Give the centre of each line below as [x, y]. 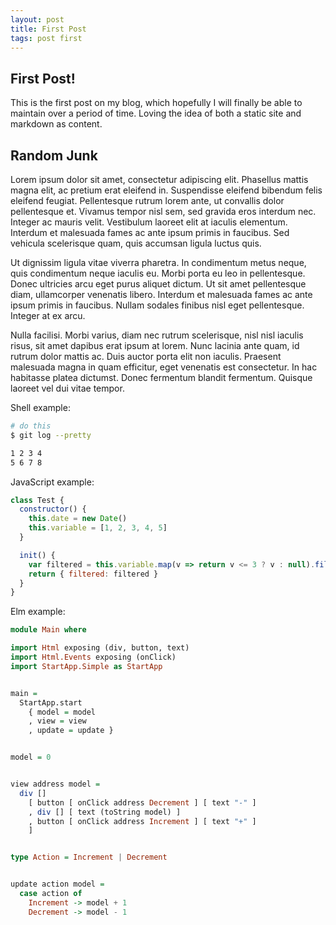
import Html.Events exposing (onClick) [93, 657]
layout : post [37, 19]
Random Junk [54, 155]
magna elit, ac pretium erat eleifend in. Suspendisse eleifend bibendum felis [166, 190]
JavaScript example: [52, 482]
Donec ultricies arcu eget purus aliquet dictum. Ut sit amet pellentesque [158, 284]
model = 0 [31, 757]
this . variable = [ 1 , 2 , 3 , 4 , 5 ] [98, 528]
